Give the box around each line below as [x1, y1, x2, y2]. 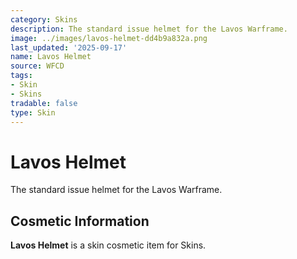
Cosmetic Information [10, 212, 150, 230]
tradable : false [10, 98, 78, 108]
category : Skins [10, 14, 78, 25]
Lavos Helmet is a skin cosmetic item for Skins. [10, 239, 207, 251]
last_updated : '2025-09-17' [10, 42, 128, 53]
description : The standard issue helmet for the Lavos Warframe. [10, 24, 288, 34]
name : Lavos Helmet [10, 52, 92, 62]
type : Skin [10, 107, 56, 118]
